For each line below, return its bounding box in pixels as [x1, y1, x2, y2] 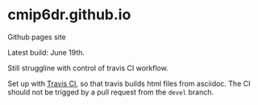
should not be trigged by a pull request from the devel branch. [7, 87, 214, 97]
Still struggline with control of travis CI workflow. [7, 63, 169, 73]
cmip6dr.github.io [7, 6, 131, 24]
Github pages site [7, 32, 66, 42]
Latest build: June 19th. [7, 47, 85, 57]
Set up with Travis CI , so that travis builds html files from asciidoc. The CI [7, 79, 251, 88]
